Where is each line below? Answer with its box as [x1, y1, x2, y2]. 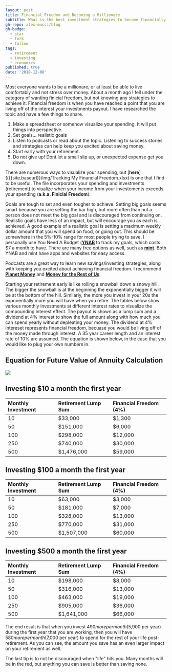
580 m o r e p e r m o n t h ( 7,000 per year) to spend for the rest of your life [5, 634, 147, 641]
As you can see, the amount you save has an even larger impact [29, 640, 165, 646]
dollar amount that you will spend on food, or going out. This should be [5, 228, 155, 234]
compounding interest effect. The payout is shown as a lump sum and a [5, 308, 157, 314]
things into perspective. [12, 126, 63, 133]
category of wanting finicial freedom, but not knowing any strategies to [5, 95, 155, 101]
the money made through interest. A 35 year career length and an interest [5, 330, 161, 336]
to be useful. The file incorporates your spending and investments [5, 180, 145, 186]
